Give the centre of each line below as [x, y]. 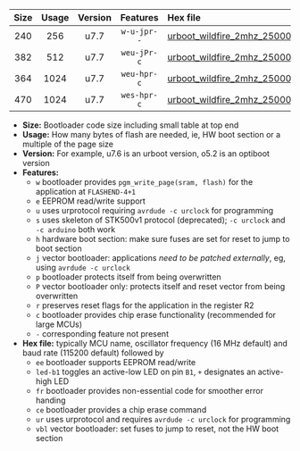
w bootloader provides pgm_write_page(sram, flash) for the [144, 182]
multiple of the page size [68, 144]
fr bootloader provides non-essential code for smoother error [149, 391]
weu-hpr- [139, 74]
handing [50, 400]
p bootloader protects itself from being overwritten [128, 277]
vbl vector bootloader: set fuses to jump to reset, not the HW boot [157, 429]
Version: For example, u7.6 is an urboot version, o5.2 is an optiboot [146, 154]
